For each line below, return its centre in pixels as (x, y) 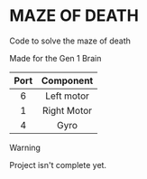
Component (67, 80)
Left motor (67, 96)
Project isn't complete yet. (58, 165)
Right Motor (67, 110)
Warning (25, 147)
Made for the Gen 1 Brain (55, 58)
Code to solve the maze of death (70, 41)
